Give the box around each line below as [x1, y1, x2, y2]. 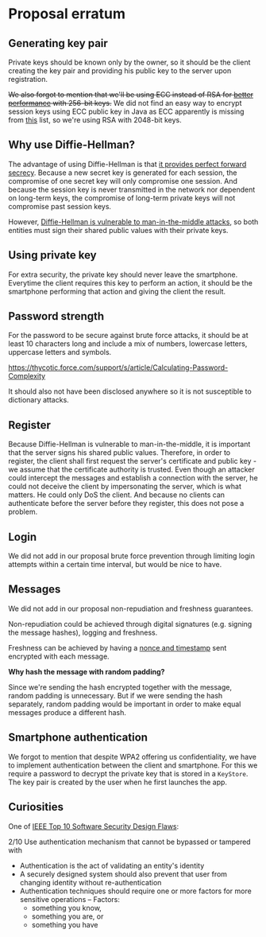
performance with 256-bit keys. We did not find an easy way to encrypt [8, 99, 242, 107]
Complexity [8, 371, 46, 381]
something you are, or [31, 912, 104, 921]
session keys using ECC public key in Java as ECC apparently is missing [8, 107, 245, 116]
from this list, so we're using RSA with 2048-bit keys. [8, 115, 182, 124]
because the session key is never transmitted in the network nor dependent [8, 185, 256, 194]
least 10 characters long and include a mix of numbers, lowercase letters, [8, 339, 248, 348]
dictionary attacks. [8, 395, 69, 405]
